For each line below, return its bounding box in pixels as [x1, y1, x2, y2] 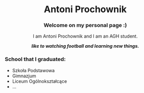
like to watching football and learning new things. [31, 43, 139, 49]
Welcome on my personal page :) [43, 22, 127, 29]
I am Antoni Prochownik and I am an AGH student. [33, 33, 138, 39]
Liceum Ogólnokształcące [12, 78, 67, 84]
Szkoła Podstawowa [12, 67, 55, 73]
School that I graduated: [5, 56, 66, 63]
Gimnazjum [12, 73, 36, 79]
